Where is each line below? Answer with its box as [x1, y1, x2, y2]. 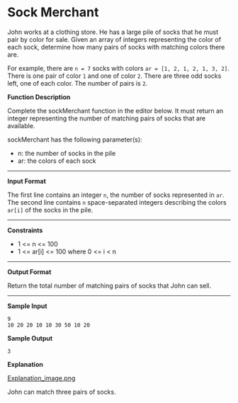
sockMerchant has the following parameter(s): [7, 135, 143, 144]
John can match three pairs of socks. [7, 387, 116, 396]
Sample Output [7, 334, 53, 342]
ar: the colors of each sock [17, 157, 96, 165]
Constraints [7, 226, 43, 234]
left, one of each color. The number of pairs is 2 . [7, 79, 148, 87]
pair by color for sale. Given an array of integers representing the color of [7, 35, 222, 43]
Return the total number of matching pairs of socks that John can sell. [7, 281, 212, 290]
